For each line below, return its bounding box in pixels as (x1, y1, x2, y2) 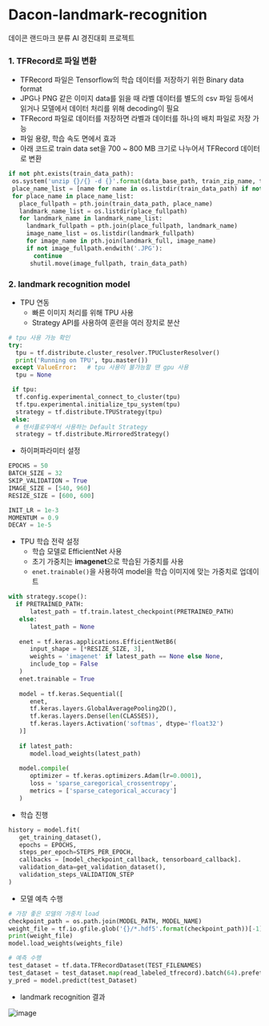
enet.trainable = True (18, 674, 94, 683)
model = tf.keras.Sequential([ (18, 690, 124, 698)
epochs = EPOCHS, (18, 841, 78, 849)
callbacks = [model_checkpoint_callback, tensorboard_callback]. (18, 856, 242, 864)
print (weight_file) (8, 932, 74, 940)
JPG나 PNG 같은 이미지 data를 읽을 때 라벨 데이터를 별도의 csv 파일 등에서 (19, 94, 254, 104)
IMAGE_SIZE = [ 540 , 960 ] (8, 484, 91, 492)
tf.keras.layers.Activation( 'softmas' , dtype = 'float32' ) (29, 720, 224, 728)
